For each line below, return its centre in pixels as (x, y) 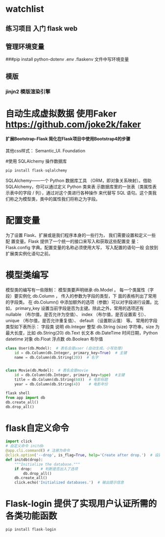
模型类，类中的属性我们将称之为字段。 (61, 199)
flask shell (18, 393)
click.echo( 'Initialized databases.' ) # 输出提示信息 (69, 482)
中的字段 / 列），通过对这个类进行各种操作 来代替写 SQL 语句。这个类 (83, 193)
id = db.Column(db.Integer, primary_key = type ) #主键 (70, 375)
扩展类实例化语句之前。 (29, 254)
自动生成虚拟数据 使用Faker (61, 113)
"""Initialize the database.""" (47, 464)
